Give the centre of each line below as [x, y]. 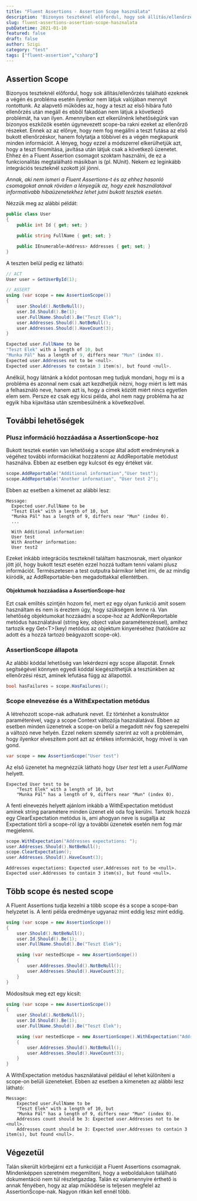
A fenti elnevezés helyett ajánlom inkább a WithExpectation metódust [90, 805]
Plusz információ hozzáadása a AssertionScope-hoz [83, 437]
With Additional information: [48, 532]
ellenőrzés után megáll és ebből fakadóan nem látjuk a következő [85, 112]
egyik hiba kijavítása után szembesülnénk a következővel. [76, 402]
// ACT [14, 274]
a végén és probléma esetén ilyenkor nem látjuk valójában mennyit [86, 99]
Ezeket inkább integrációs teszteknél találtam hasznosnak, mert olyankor [94, 558]
